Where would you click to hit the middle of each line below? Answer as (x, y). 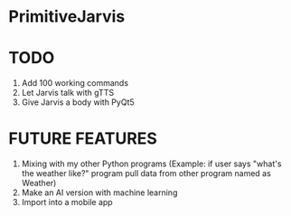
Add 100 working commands (75, 83)
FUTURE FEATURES (83, 139)
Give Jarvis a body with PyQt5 (78, 102)
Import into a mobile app (67, 202)
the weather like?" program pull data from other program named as (146, 174)
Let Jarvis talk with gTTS (68, 93)
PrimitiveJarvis (67, 17)
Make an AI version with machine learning (99, 193)
